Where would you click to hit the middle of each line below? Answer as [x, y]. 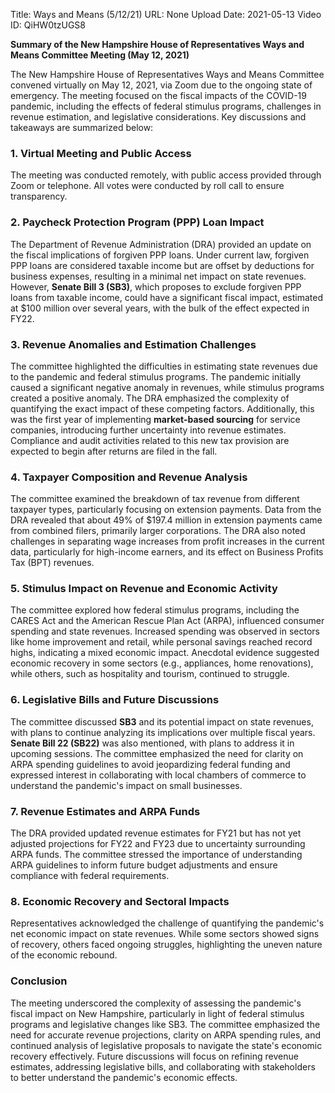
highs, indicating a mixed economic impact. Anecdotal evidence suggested [165, 653]
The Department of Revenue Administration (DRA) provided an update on [161, 244]
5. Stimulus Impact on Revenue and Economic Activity [144, 589]
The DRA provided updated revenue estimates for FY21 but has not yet [156, 833]
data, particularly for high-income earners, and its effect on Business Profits [167, 552]
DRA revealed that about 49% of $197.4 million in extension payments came [166, 520]
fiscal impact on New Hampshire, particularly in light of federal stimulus [157, 1013]
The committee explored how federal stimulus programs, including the [155, 610]
